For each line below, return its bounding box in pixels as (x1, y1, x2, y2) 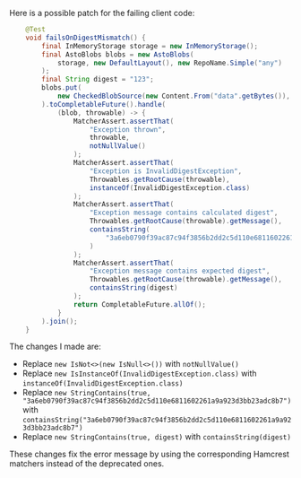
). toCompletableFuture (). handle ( (41, 100, 167, 109)
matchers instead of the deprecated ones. (9, 458, 165, 469)
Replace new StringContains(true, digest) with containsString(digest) (21, 431, 291, 442)
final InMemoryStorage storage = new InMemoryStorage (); (41, 41, 258, 50)
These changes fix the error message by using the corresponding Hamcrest (9, 448, 289, 460)
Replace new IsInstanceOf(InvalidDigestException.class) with (21, 368, 257, 379)
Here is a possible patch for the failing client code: (9, 8, 195, 18)
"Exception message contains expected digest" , (89, 266, 271, 276)
